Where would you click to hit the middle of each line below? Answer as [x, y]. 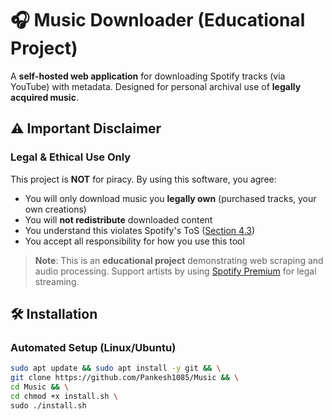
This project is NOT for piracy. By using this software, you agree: [143, 179]
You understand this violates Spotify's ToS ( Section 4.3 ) [140, 230]
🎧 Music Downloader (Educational [158, 20]
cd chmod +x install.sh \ [64, 396]
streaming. [57, 281]
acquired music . [44, 97]
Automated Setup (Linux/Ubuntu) [93, 347]
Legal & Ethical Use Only [71, 157]
